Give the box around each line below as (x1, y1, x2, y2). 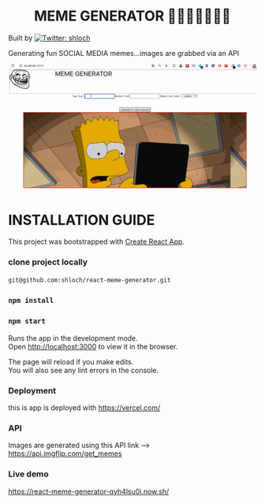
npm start (8, 317, 46, 326)
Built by (8, 33, 33, 43)
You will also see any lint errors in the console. (8, 365, 159, 375)
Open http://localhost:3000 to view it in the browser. (8, 342, 178, 351)
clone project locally (8, 256, 88, 267)
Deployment (8, 385, 57, 396)
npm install (8, 296, 54, 304)
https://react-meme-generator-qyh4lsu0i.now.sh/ (8, 487, 170, 496)
